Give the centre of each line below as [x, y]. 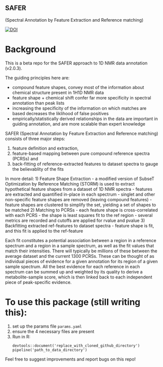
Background [30, 49]
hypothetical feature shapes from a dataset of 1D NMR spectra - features [79, 189]
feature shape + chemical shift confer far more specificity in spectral [81, 97]
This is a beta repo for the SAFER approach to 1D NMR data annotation [76, 63]
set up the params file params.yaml [47, 326]
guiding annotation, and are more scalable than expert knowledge [79, 124]
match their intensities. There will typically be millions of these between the [81, 251]
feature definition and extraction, [45, 148]
